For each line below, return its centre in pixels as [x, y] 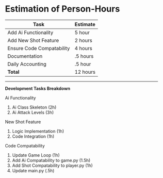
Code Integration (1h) [33, 136]
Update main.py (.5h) [33, 170]
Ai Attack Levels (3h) [33, 112]
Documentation [25, 56]
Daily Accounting [27, 64]
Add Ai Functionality [30, 32]
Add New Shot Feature [33, 40]
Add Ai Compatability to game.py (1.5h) [51, 160]
